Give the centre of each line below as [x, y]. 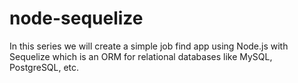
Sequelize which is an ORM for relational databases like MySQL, [141, 56]
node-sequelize [76, 18]
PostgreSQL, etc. [44, 67]
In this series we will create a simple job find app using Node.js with [149, 46]
